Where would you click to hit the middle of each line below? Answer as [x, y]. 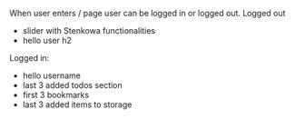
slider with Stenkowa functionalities [89, 30]
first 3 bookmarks [55, 95]
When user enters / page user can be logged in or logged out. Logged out [147, 13]
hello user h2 [47, 40]
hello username [52, 75]
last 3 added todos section [72, 85]
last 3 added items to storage [77, 104]
